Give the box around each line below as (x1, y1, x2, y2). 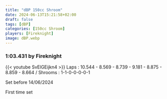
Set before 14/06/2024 (5, 79, 54, 85)
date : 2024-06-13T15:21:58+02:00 (5, 12, 77, 17)
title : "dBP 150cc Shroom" (5, 7, 63, 13)
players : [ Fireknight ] (5, 31, 54, 36)
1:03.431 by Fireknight (5, 52, 62, 59)
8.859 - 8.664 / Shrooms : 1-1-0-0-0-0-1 (5, 70, 90, 76)
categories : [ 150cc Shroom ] (5, 26, 65, 31)
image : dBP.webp (5, 36, 40, 41)
